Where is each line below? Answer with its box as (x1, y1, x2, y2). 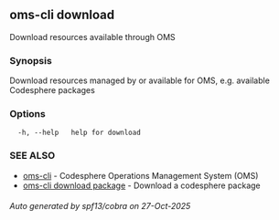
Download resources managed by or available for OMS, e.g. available (9, 75, 270, 86)
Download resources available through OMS (9, 31, 176, 42)
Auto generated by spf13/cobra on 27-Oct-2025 (9, 201, 191, 212)
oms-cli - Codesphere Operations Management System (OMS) (22, 170, 259, 181)
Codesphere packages (9, 85, 96, 96)
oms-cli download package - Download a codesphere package (22, 180, 261, 191)
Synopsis (9, 54, 52, 67)
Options (9, 108, 46, 120)
